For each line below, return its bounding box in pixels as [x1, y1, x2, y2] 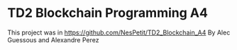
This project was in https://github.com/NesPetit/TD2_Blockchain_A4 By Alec [7, 28, 231, 37]
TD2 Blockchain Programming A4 [7, 5, 208, 21]
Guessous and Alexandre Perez [7, 35, 99, 44]
